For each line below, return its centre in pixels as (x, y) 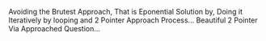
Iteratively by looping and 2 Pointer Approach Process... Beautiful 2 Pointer (133, 20)
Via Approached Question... (55, 29)
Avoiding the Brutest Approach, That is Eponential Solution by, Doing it (125, 12)
